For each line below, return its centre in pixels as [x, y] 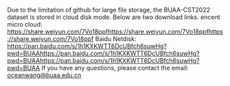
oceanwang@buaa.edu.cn [44, 75]
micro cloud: [25, 24]
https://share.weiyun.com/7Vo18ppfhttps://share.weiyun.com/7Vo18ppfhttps [115, 31]
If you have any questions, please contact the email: [115, 68]
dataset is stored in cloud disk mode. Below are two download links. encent [114, 17]
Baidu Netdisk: [116, 39]
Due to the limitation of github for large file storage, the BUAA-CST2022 [109, 10]
